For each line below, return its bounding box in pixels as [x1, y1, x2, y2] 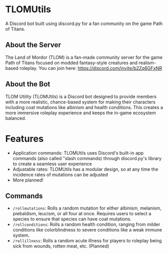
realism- [138, 60, 156, 66]
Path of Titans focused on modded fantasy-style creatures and [5, 60, 138, 66]
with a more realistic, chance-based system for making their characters [5, 98, 156, 105]
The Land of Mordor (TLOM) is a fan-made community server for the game [5, 54, 163, 60]
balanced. [5, 115, 27, 121]
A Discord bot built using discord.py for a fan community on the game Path [5, 20, 163, 27]
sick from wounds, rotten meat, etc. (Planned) [12, 243, 110, 249]
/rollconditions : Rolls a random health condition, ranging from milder [12, 221, 160, 227]
